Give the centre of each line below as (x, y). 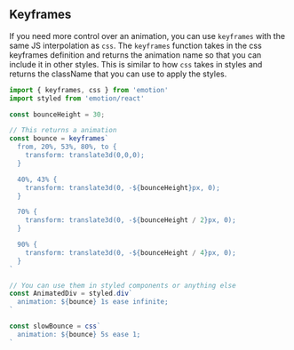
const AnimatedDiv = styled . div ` (71, 294)
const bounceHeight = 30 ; (57, 115)
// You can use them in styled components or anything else (123, 285)
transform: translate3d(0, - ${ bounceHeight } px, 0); (123, 187)
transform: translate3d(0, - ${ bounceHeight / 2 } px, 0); (131, 220)
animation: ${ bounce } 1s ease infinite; (93, 302)
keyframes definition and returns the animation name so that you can (135, 55)
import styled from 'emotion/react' (77, 98)
